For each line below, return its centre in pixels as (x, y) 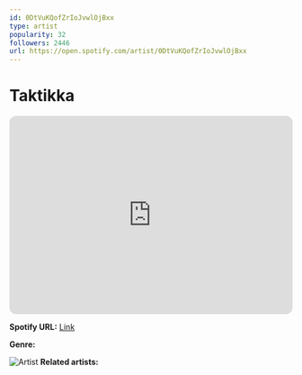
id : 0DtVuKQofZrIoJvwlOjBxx (62, 18)
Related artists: (69, 362)
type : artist (34, 26)
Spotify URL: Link (42, 327)
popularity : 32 (38, 34)
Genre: (22, 344)
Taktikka (42, 96)
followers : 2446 (40, 43)
